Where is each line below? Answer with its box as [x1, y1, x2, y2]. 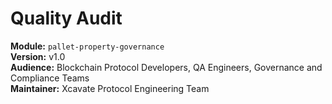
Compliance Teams [10, 72, 90, 84]
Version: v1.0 [10, 50, 66, 62]
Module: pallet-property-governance [10, 40, 165, 52]
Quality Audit [10, 7, 123, 30]
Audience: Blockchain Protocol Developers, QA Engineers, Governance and [10, 61, 323, 73]
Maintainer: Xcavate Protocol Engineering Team [10, 82, 210, 94]
